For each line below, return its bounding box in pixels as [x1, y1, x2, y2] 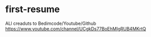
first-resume [5, 4, 60, 15]
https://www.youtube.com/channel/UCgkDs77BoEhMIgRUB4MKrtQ [5, 25, 146, 31]
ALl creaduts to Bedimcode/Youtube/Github [5, 20, 96, 26]
